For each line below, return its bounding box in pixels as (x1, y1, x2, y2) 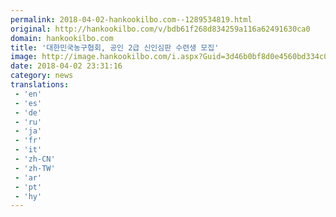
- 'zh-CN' (14, 154, 56, 164)
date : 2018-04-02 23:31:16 (10, 61, 123, 71)
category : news (10, 71, 74, 81)
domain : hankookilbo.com (10, 33, 114, 43)
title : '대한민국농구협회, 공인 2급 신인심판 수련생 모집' (10, 42, 220, 53)
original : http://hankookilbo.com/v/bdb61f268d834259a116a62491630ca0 (10, 24, 311, 34)
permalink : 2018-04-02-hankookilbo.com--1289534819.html (10, 14, 253, 25)
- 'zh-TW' (14, 163, 56, 173)
